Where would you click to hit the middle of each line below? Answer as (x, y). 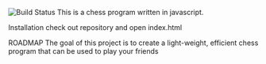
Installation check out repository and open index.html (95, 27)
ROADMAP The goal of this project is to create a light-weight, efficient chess (133, 43)
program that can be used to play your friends (83, 51)
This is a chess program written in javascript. (130, 12)
